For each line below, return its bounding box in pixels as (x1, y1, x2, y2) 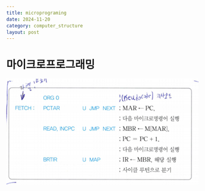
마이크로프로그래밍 (6, 58, 95, 72)
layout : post (6, 29, 40, 35)
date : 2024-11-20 (6, 16, 51, 23)
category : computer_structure (6, 23, 84, 29)
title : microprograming (6, 10, 67, 16)
